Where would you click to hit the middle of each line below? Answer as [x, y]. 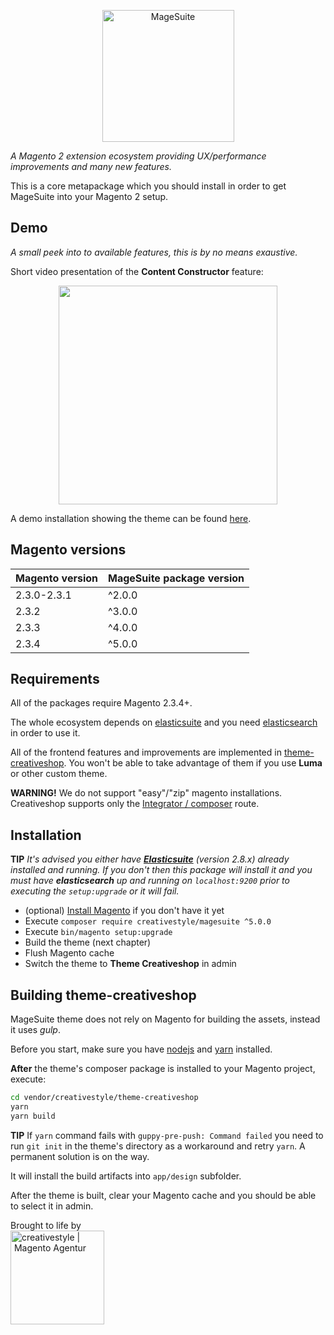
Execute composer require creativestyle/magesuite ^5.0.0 [148, 921]
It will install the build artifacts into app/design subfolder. [126, 1176]
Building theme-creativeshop [103, 995]
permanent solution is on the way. [80, 1156]
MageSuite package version [176, 578]
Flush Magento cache [69, 953]
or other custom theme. [59, 774]
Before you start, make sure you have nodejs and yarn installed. [141, 1049]
